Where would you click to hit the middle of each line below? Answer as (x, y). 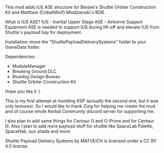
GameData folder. (23, 47)
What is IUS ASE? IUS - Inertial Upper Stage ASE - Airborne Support (74, 22)
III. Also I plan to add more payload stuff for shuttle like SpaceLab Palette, (79, 126)
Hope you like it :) (23, 91)
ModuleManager (29, 66)
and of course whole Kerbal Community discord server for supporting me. (80, 111)
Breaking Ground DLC (34, 71)
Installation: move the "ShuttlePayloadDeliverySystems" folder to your (76, 42)
